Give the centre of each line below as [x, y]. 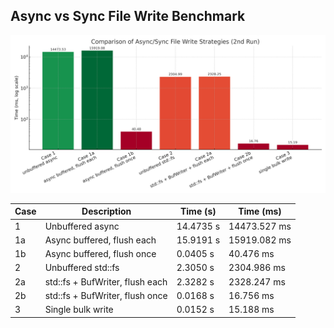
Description [106, 211]
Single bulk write [79, 310]
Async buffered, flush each [100, 240]
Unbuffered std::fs [82, 268]
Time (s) [198, 211]
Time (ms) [260, 211]
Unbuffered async [82, 226]
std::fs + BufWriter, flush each [106, 281]
